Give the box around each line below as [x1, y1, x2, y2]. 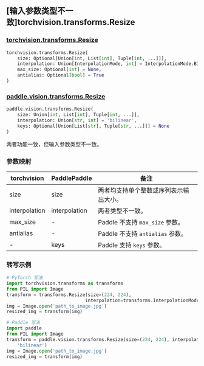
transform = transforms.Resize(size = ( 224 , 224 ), [6, 291, 132, 298]
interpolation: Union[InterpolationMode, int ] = [17, 61, 143, 67]
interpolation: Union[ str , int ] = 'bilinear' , [17, 117, 137, 123]
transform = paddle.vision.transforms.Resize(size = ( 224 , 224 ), [6, 336, 170, 342]
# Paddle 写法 [6, 320, 41, 326]
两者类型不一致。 [98, 206, 147, 215]
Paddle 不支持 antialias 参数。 [98, 229, 187, 238]
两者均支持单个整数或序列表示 [98, 186, 183, 195]
